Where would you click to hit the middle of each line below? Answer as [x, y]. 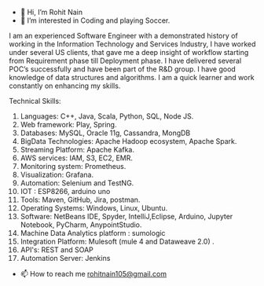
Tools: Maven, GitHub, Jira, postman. [80, 200]
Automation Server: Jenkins [65, 258]
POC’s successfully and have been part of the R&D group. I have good [123, 69]
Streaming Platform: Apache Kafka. [77, 150]
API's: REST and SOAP [57, 250]
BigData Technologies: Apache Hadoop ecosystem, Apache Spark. [128, 141]
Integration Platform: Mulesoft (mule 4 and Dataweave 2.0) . [117, 241]
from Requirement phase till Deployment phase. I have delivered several [125, 60]
